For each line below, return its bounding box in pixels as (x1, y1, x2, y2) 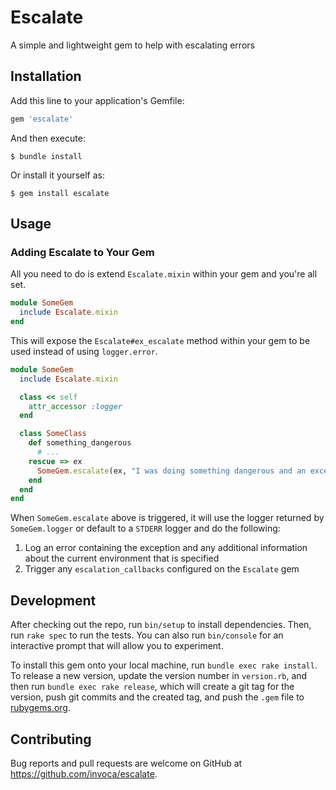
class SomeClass (19, 429, 87, 439)
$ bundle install (10, 151, 83, 161)
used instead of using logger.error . (10, 345, 158, 357)
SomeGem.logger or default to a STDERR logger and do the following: (10, 522, 281, 535)
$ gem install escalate (10, 188, 110, 198)
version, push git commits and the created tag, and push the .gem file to (10, 691, 305, 703)
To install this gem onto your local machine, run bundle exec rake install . (10, 659, 318, 671)
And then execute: (10, 132, 86, 144)
